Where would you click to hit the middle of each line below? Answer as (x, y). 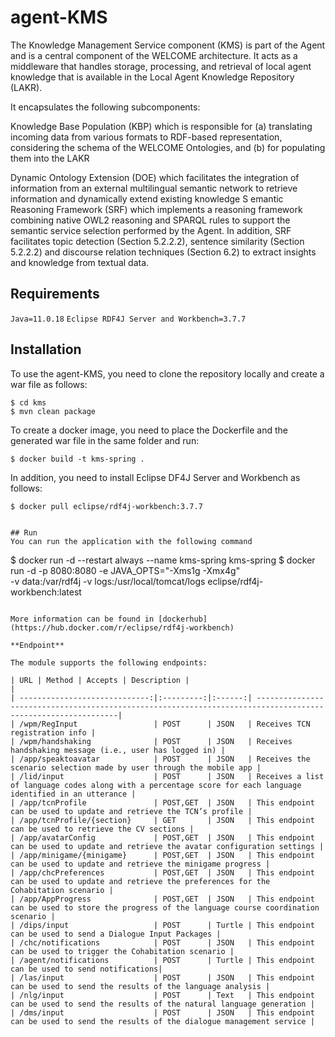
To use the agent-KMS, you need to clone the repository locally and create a (167, 373)
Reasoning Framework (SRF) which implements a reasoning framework (156, 209)
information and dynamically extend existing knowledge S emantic (147, 198)
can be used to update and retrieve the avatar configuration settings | (167, 846)
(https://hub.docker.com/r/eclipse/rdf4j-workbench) (122, 627)
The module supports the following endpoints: (109, 662)
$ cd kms (28, 402)
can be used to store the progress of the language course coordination (165, 907)
